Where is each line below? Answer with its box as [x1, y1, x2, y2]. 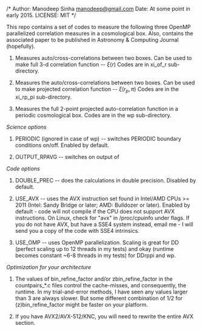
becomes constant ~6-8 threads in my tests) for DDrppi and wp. [15, 252, 176, 259]
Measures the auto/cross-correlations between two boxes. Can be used [15, 79, 195, 86]
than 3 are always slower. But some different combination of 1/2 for [15, 294, 183, 302]
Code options [6, 165, 41, 172]
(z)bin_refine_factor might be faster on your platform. [15, 301, 149, 308]
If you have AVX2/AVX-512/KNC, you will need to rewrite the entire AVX [15, 312, 194, 320]
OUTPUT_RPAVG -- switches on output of [15, 153, 120, 160]
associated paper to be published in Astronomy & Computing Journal [6, 36, 179, 43]
